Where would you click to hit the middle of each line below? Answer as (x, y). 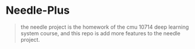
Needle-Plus (38, 10)
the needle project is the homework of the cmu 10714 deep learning (104, 27)
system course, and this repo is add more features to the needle (101, 33)
